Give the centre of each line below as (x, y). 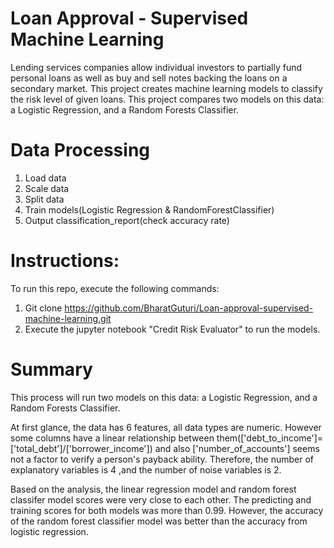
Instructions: (65, 261)
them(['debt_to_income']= (270, 438)
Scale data (47, 188)
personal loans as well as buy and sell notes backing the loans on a (149, 78)
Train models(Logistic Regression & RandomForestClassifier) (149, 209)
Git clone (43, 308)
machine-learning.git (68, 318)
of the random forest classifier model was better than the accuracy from (159, 521)
